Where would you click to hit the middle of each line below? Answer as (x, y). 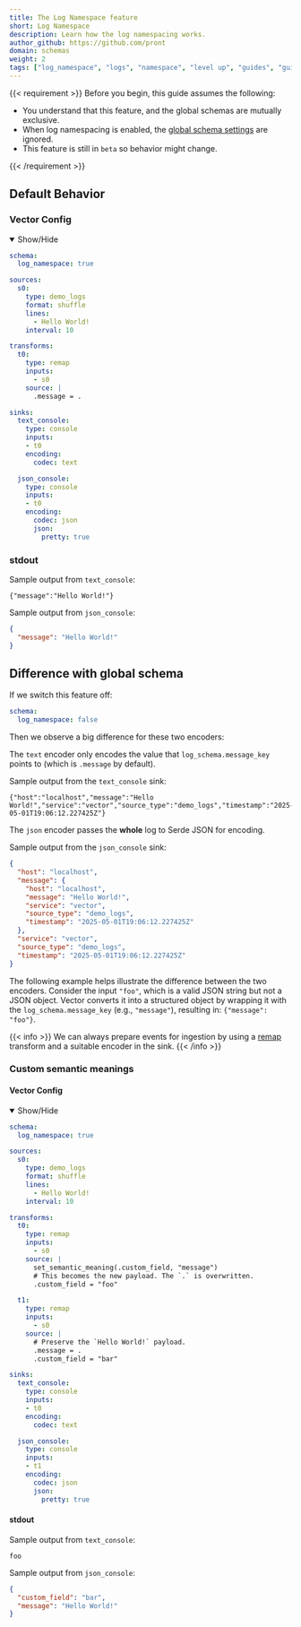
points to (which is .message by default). (82, 764)
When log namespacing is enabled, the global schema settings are (145, 129)
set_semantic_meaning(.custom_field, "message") (125, 1268)
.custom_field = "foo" (75, 1284)
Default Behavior (57, 194)
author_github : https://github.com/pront (88, 43)
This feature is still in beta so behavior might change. (120, 148)
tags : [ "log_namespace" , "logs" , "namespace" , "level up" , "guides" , (142, 68)
